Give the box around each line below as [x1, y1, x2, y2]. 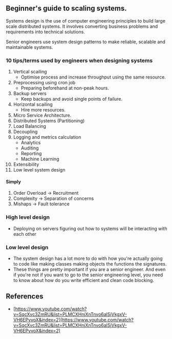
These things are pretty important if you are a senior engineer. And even [13, 266, 166, 272]
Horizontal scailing [13, 101, 53, 107]
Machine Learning [20, 156, 59, 162]
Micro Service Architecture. [13, 112, 72, 119]
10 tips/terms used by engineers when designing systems [6, 56, 153, 64]
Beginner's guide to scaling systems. [6, 4, 127, 13]
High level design [6, 214, 50, 221]
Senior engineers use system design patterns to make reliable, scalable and [6, 39, 166, 45]
